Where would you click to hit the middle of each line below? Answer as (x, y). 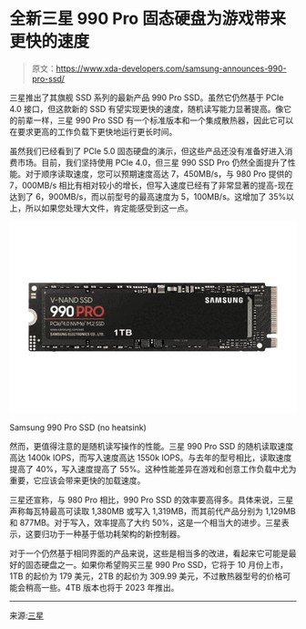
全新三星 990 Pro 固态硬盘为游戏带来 (148, 19)
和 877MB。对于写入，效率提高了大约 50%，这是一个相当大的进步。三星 (146, 523)
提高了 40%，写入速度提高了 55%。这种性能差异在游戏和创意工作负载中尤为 (153, 469)
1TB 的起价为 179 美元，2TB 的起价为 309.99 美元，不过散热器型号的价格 (146, 576)
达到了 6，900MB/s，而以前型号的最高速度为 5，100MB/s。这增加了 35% (148, 196)
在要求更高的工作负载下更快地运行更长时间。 (93, 131)
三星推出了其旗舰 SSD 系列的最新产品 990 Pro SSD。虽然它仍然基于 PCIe (147, 98)
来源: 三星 (27, 615)
